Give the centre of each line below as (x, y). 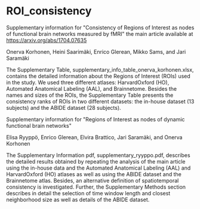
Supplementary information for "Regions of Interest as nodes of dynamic (96, 119)
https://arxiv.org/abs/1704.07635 (47, 40)
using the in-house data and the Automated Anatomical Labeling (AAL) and (99, 168)
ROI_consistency (49, 11)
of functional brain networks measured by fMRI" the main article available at (100, 33)
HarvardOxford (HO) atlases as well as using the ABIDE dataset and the (94, 174)
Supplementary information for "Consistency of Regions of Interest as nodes (100, 27)
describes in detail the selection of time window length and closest (88, 193)
